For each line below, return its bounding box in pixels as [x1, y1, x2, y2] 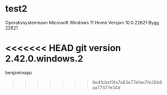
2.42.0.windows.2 [5, 53, 83, 64]
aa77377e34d [92, 84, 121, 90]
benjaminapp [5, 69, 32, 75]
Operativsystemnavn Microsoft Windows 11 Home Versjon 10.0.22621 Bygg [5, 19, 159, 25]
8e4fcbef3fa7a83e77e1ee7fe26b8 [92, 79, 162, 85]
